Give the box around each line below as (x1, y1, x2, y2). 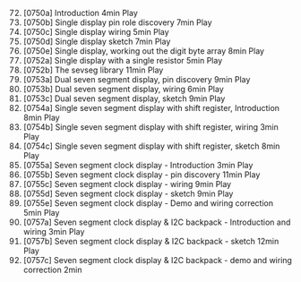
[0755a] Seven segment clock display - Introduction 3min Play (22, 160, 254, 170)
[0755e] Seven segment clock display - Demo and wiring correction (22, 198, 274, 209)
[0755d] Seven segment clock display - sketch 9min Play (22, 188, 234, 199)
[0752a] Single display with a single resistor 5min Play (22, 56, 223, 65)
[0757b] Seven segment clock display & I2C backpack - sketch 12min (22, 236, 279, 246)
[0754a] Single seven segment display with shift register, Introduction (22, 103, 280, 113)
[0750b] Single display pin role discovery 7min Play (22, 17, 213, 28)
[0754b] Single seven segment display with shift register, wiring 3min (22, 122, 279, 132)
